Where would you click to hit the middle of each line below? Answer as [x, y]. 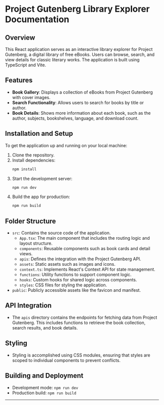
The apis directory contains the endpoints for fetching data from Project [85, 317]
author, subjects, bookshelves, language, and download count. [75, 118]
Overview [20, 38]
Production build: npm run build [44, 393]
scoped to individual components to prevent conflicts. [66, 360]
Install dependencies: [34, 160]
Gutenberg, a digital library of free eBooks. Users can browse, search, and [80, 54]
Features [19, 80]
